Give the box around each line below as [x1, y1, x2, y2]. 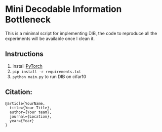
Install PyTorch [12, 63, 43, 69]
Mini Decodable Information [5, 3, 122, 15]
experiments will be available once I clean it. [5, 36, 95, 42]
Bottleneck [5, 14, 51, 25]
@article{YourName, [5, 101, 45, 106]
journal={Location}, [9, 114, 52, 119]
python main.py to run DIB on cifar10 [12, 73, 86, 80]
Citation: [5, 88, 33, 96]
